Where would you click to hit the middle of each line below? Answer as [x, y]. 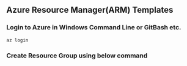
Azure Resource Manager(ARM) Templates [90, 10]
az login [17, 40]
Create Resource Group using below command [77, 56]
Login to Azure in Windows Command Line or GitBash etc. [94, 28]
